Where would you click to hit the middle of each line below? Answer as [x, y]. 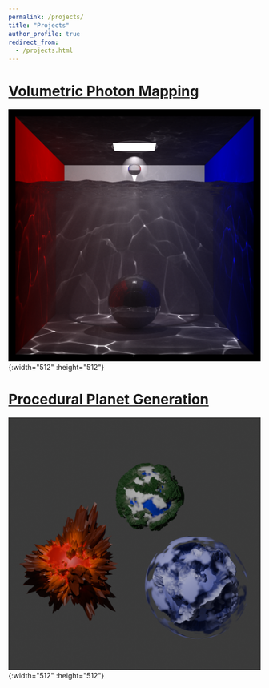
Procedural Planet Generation [109, 400]
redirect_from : [34, 42]
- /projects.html [44, 51]
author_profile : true [44, 34]
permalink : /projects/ [46, 17]
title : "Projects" [39, 25]
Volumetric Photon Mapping [104, 91]
